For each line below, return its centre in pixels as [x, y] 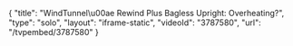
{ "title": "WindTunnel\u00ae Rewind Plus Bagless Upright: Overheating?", [146, 13]
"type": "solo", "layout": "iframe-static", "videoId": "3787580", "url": [135, 23]
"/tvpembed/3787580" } [54, 32]
